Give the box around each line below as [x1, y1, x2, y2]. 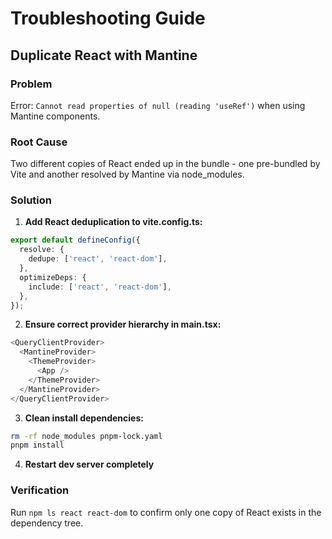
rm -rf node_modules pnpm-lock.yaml [10, 431, 163, 441]
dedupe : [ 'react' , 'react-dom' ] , [28, 254, 168, 264]
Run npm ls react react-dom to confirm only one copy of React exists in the [10, 506, 322, 518]
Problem [10, 77, 53, 91]
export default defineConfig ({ [10, 235, 141, 246]
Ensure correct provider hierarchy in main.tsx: [24, 318, 222, 331]
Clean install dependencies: [24, 412, 144, 424]
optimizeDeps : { [19, 272, 87, 282]
